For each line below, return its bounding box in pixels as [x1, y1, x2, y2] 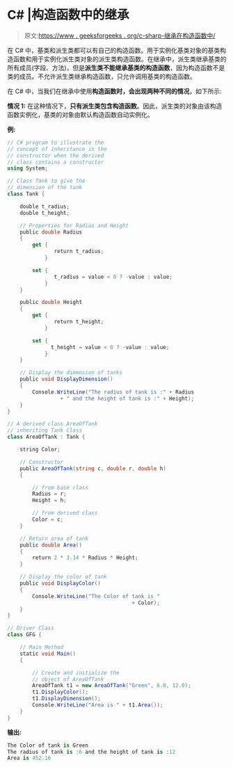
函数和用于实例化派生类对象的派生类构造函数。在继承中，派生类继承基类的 [13, 54, 227, 63]
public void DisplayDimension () [19, 376, 113, 383]
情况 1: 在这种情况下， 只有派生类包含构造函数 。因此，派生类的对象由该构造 [7, 102, 223, 110]
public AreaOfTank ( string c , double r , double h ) [19, 465, 167, 472]
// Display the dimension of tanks [19, 369, 123, 376]
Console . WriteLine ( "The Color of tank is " [32, 592, 160, 599]
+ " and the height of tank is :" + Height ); [60, 395, 195, 402]
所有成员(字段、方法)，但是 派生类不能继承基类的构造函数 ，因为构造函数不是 [7, 63, 225, 72]
